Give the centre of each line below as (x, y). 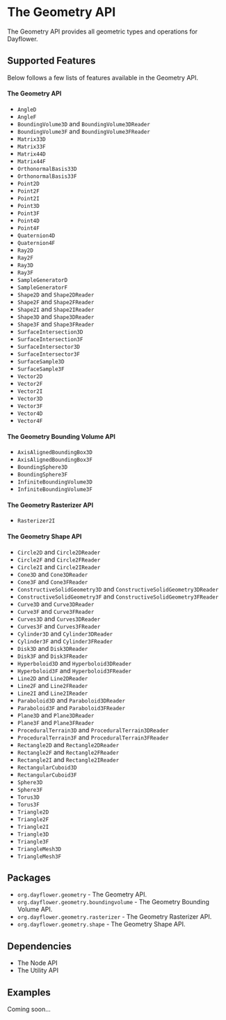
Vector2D (30, 376)
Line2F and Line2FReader (53, 685)
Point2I (28, 198)
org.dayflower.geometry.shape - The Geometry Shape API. (101, 924)
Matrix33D (32, 139)
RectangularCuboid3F (47, 775)
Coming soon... (29, 1009)
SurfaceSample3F (41, 369)
